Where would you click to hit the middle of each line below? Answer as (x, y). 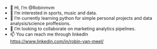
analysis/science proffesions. (40, 23)
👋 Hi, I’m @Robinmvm (32, 8)
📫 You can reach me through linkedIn (49, 34)
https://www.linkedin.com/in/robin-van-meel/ (57, 41)
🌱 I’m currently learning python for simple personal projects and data (81, 18)
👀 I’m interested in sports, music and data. (53, 13)
